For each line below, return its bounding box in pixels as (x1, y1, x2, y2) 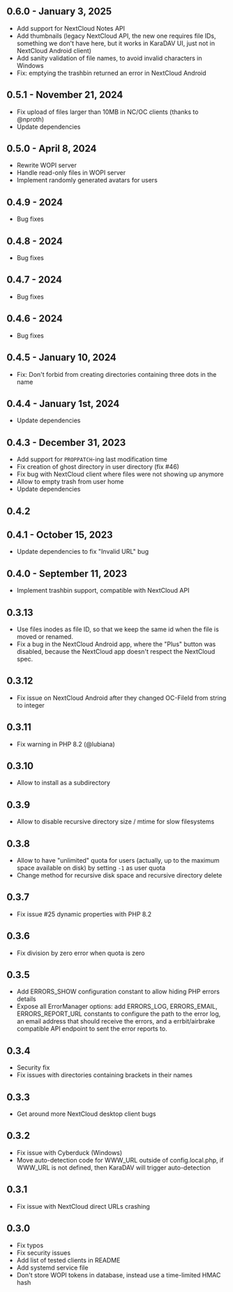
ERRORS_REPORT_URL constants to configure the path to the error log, (16, 1010, 221, 1018)
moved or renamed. (16, 632, 74, 640)
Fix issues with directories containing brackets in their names (16, 1071, 193, 1079)
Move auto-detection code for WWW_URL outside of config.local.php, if (16, 1156, 224, 1164)
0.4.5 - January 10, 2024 (6, 352, 116, 364)
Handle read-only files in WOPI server (16, 168, 126, 177)
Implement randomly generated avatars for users (16, 176, 158, 185)
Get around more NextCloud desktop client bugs (16, 1110, 156, 1118)
